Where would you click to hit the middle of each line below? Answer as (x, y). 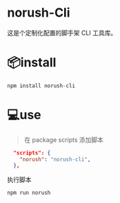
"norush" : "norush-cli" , (55, 159)
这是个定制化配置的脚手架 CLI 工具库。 (62, 33)
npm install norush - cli (41, 86)
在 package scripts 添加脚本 (64, 139)
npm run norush (29, 193)
